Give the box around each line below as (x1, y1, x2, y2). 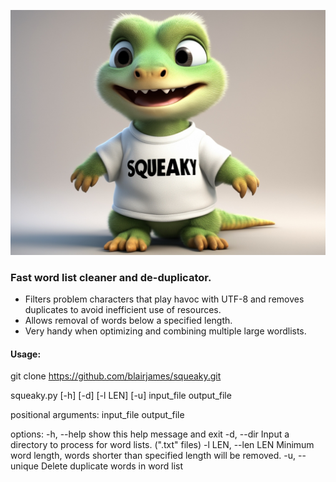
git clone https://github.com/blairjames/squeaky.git (10, 370, 222, 382)
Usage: (10, 348, 42, 360)
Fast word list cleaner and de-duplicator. (10, 270, 212, 284)
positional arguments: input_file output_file (10, 409, 185, 421)
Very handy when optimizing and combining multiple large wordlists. (24, 325, 307, 337)
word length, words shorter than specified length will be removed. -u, (10, 450, 297, 462)
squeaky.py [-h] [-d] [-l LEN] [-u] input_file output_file (10, 390, 232, 402)
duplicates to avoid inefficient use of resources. (24, 304, 222, 316)
